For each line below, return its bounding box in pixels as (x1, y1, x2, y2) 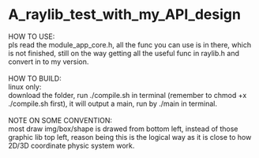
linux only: (8, 81, 42, 92)
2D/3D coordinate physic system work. (8, 141, 135, 150)
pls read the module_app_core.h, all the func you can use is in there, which (8, 39, 251, 49)
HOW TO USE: (8, 32, 55, 41)
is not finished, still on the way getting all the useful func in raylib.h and (8, 48, 239, 58)
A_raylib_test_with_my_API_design (8, 6, 241, 24)
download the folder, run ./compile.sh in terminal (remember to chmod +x (8, 90, 247, 100)
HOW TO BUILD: (8, 73, 62, 83)
